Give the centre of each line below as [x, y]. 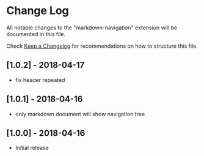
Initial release [32, 148]
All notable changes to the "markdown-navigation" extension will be [92, 28]
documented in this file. [36, 34]
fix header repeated [40, 80]
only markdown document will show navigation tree [80, 114]
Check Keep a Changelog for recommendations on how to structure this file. [102, 46]
